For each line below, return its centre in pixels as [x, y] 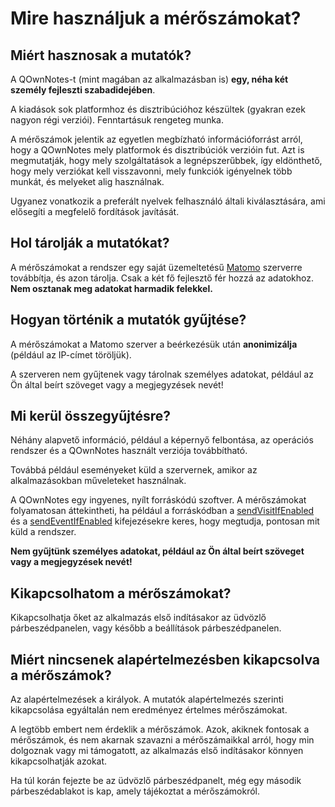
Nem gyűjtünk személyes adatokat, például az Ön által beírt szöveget [157, 551]
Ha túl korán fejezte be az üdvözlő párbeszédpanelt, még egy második [156, 781]
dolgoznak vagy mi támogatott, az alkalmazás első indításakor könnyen [157, 751]
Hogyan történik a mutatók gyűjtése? [128, 320]
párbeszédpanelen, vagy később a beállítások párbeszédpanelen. [146, 628]
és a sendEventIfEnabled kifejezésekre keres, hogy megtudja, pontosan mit [165, 521]
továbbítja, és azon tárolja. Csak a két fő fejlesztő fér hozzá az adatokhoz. [162, 278]
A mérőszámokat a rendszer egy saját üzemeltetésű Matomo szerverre [156, 267]
